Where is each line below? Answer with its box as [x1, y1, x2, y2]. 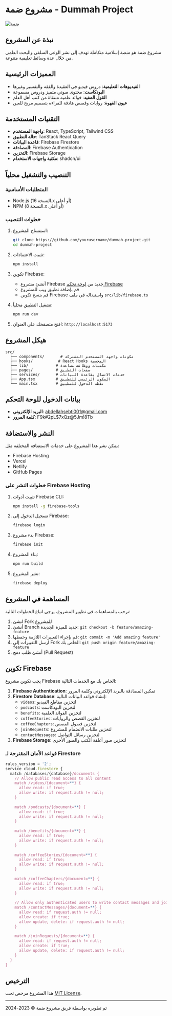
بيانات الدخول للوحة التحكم [5, 395, 80, 404]
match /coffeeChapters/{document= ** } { [14, 876, 100, 881]
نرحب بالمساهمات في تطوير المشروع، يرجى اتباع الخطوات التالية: [5, 608, 131, 614]
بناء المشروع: [12, 551, 38, 558]
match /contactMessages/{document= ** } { [14, 905, 102, 910]
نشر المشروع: [12, 571, 40, 577]
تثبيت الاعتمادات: [12, 252, 45, 258]
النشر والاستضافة [5, 429, 54, 438]
